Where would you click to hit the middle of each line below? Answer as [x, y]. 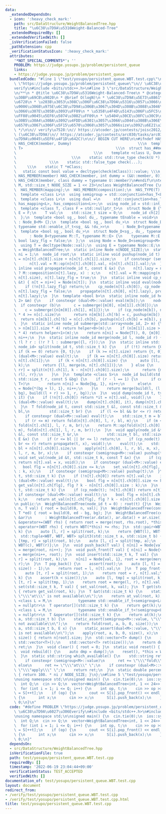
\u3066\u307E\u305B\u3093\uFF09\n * [52, 111]
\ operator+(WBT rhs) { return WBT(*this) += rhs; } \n [72, 527]
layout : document [23, 785]
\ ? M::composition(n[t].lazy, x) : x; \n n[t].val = [73, 273]
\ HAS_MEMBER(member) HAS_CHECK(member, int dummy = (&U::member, [84, 176]
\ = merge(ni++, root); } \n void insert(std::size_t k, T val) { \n [86, 555]
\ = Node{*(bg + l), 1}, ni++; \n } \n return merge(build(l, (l [87, 388]
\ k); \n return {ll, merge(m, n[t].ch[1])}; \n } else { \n [84, 366]
